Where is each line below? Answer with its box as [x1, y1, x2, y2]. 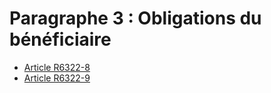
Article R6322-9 [23, 72, 91, 84]
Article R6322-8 [23, 61, 91, 73]
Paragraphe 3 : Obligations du [9, 7, 262, 30]
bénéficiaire [9, 28, 112, 51]
